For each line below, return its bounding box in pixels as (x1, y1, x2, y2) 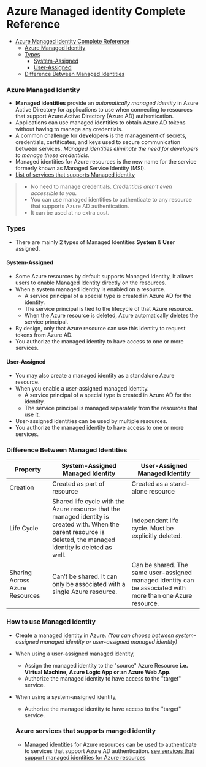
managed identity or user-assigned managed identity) (39, 638, 178, 645)
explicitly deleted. (131, 532, 183, 540)
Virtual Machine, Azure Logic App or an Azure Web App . (24, 668, 171, 676)
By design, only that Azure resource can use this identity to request (15, 324, 186, 332)
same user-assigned (131, 568, 192, 577)
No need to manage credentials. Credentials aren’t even (30, 183, 172, 191)
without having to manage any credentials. (15, 126, 123, 133)
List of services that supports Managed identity (15, 171, 135, 178)
